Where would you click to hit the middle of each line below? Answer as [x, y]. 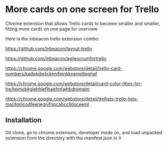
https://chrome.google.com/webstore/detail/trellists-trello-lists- [72, 99]
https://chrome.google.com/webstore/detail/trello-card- [64, 68]
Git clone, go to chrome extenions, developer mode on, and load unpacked [84, 132]
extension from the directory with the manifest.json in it [63, 138]
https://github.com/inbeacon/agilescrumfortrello [56, 58]
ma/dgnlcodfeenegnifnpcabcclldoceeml [47, 104]
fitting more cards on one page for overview [51, 28]
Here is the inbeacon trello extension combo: [52, 39]
